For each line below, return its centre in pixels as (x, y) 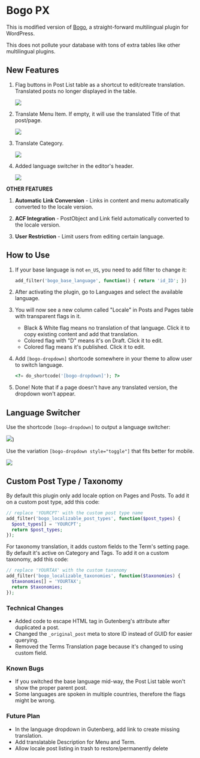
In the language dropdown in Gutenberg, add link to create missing (97, 729)
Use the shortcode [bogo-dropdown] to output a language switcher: (88, 427)
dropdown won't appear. (45, 394)
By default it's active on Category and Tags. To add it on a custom (88, 553)
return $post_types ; (37, 530)
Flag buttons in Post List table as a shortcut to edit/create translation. (100, 84)
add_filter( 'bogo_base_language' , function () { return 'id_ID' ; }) (101, 280)
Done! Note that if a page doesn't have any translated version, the (96, 388)
